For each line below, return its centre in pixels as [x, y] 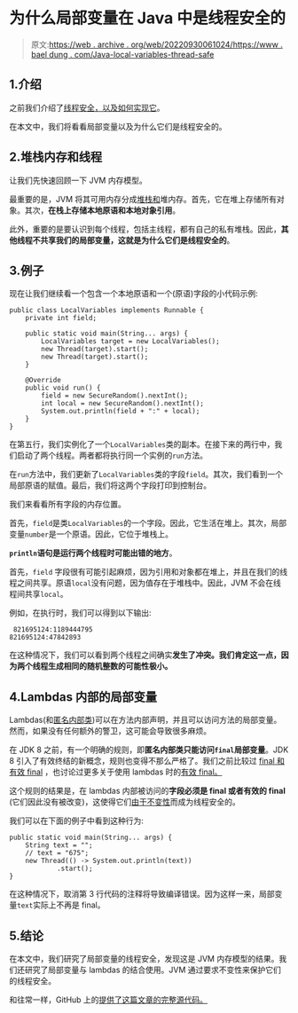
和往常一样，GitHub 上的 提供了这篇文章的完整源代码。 [109, 1000]
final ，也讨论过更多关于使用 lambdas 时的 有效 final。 [124, 772]
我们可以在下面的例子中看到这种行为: [77, 821]
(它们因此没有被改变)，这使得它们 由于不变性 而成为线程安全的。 [125, 802]
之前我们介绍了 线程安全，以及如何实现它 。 [87, 107]
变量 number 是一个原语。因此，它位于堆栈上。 [91, 534]
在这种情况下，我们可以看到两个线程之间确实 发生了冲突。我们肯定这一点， [145, 655]
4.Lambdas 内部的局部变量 [83, 697]
